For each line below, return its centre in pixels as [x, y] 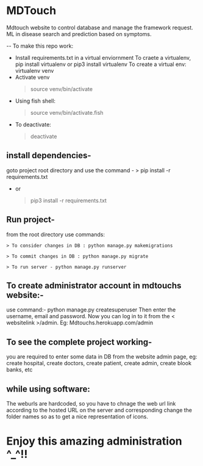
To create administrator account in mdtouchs [94, 286]
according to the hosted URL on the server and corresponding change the [99, 410]
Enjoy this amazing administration [94, 441]
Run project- [30, 220]
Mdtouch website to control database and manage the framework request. [100, 27]
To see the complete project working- [79, 342]
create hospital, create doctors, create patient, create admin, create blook [99, 363]
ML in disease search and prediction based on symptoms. [79, 34]
